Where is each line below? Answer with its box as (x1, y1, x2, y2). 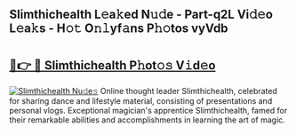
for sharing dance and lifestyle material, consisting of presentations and (9, 96, 273, 106)
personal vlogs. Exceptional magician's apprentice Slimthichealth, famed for (9, 106, 288, 115)
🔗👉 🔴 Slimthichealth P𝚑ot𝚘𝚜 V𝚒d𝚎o (9, 58, 216, 73)
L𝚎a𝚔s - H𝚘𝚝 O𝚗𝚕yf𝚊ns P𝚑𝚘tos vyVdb (9, 21, 228, 36)
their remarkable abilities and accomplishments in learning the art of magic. (9, 114, 286, 125)
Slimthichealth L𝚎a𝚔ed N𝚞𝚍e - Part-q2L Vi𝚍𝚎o (9, 7, 274, 22)
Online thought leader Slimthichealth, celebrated (100, 86, 278, 96)
